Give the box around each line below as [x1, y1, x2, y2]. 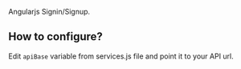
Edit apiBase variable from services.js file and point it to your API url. [8, 51, 235, 61]
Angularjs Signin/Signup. [8, 7, 91, 16]
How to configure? [8, 30, 103, 43]
